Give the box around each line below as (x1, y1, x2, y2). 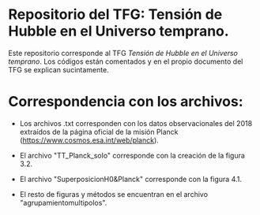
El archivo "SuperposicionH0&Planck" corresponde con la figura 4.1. (19, 174, 243, 183)
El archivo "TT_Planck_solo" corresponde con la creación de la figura (19, 150, 245, 160)
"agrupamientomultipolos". (19, 198, 107, 207)
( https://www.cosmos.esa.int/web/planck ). (19, 135, 160, 145)
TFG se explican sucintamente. (8, 65, 109, 74)
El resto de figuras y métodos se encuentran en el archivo (19, 189, 208, 198)
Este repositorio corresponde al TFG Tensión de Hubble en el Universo (8, 48, 239, 57)
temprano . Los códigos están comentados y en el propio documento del (8, 57, 243, 66)
